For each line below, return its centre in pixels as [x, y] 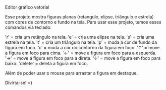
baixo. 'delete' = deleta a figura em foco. [47, 63]
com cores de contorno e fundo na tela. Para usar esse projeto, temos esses [83, 22]
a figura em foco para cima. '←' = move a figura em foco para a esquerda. [81, 53]
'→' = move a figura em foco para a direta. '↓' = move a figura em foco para [83, 58]
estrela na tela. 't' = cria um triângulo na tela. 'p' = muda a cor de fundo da [81, 42]
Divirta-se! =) [19, 83]
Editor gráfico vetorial [27, 7]
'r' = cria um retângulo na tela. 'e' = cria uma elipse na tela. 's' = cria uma [80, 37]
